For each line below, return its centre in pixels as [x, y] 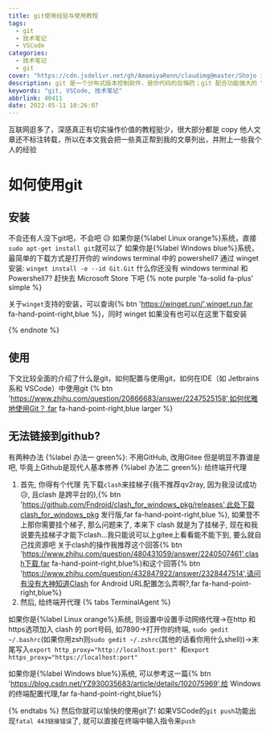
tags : [17, 23]
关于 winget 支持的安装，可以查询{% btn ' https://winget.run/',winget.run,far [131, 304]
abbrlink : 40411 [35, 98]
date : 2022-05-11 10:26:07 [53, 105]
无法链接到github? [54, 437]
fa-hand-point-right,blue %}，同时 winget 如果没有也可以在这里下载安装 [128, 314]
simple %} [25, 287]
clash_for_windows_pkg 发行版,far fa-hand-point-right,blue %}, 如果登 [136, 514]
